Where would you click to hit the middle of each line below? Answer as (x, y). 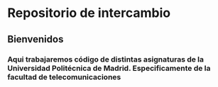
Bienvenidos (36, 39)
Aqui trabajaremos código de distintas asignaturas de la (106, 59)
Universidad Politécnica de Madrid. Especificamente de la (109, 68)
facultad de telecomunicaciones (64, 77)
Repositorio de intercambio (89, 13)
